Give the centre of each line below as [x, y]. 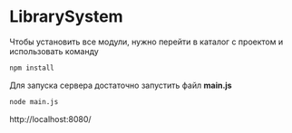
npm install [32, 68]
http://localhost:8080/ [51, 119]
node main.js [34, 101]
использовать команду [54, 51]
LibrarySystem [67, 17]
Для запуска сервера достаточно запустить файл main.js [121, 85]
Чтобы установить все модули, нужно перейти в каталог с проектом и [146, 42]
